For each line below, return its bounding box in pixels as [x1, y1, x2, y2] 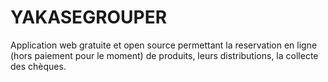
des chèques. [10, 60, 67, 72]
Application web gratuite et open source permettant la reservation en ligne [10, 39, 318, 51]
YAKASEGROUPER [10, 6, 168, 29]
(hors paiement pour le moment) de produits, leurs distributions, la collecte [10, 49, 319, 61]
